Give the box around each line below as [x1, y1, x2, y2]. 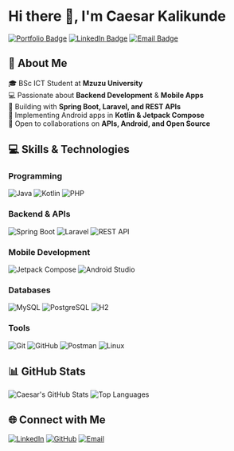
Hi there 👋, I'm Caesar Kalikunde [8, 7, 227, 25]
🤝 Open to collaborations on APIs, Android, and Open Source [8, 119, 211, 128]
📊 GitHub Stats [8, 365, 86, 378]
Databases [8, 284, 51, 296]
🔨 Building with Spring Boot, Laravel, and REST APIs [8, 101, 181, 111]
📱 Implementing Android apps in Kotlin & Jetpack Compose [8, 110, 205, 120]
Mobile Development [8, 246, 91, 257]
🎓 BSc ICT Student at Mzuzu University [8, 78, 143, 88]
